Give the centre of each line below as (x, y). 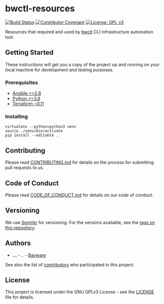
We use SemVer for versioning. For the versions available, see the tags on (80, 222)
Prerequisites (21, 82)
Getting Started (29, 53)
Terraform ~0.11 (28, 104)
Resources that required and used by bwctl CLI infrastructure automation (79, 32)
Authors (18, 243)
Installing (17, 116)
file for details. (20, 297)
